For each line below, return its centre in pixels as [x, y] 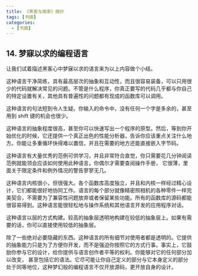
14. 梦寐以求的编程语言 [47, 53]
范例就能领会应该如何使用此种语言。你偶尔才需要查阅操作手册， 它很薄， [95, 163]
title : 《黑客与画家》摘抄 [35, 11]
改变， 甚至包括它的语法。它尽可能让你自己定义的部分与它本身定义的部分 [100, 259]
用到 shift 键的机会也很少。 [39, 116]
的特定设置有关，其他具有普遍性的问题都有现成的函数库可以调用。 [86, 96]
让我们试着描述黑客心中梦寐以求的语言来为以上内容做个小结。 [81, 69]
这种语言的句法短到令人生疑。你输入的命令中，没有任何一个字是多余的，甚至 [99, 109]
